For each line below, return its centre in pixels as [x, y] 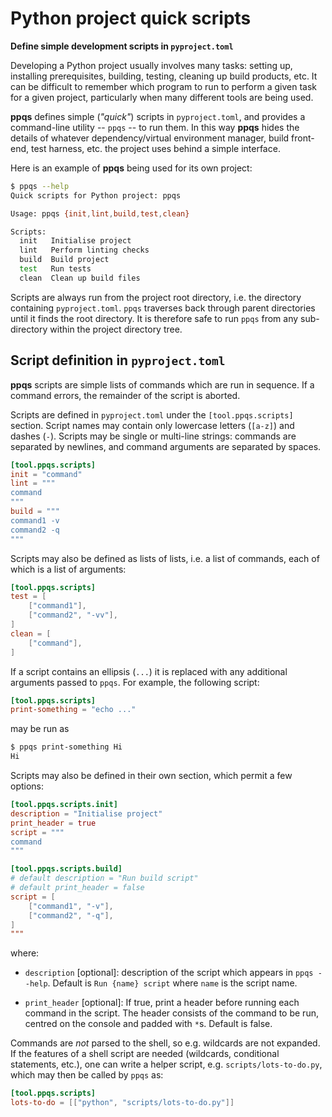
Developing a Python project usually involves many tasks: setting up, [151, 65]
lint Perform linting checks [84, 250]
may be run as [40, 729]
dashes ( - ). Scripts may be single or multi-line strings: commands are [153, 436]
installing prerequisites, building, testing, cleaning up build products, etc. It [164, 76]
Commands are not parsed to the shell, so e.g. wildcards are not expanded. [165, 1043]
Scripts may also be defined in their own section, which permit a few [151, 775]
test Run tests [55, 269]
